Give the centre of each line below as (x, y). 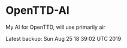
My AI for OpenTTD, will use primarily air (55, 27)
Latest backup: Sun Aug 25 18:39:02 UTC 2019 (63, 38)
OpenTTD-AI (37, 10)
